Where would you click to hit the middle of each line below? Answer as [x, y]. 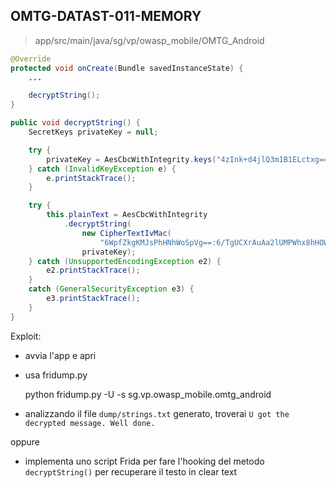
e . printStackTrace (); [91, 178]
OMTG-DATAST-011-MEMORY [106, 16]
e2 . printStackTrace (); [93, 270]
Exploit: [26, 336]
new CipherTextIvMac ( [126, 233]
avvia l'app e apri [60, 355]
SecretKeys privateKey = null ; [93, 132]
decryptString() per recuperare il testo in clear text [131, 471]
